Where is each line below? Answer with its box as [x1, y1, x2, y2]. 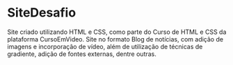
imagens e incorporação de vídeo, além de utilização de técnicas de [7, 42, 203, 50]
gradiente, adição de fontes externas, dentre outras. [7, 50, 156, 58]
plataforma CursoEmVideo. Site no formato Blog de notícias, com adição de [7, 35, 224, 43]
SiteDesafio [7, 5, 77, 21]
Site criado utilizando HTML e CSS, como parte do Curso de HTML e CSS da [7, 28, 227, 36]
